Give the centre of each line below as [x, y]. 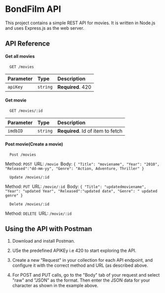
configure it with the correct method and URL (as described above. [80, 265]
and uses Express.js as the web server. [45, 28]
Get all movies [20, 56]
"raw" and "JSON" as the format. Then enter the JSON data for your [81, 280]
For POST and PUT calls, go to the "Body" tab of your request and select [86, 275]
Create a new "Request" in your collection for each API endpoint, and [82, 260]
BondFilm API [33, 9]
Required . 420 [74, 87]
